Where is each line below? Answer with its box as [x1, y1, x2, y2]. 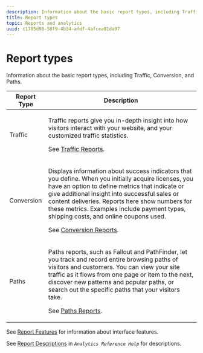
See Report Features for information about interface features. [6, 328, 159, 335]
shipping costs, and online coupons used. [48, 212, 166, 221]
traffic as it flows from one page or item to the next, [48, 270, 194, 279]
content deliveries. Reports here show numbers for [48, 197, 192, 206]
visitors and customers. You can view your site [48, 263, 180, 271]
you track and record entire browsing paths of [48, 255, 178, 264]
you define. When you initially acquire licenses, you [48, 175, 193, 183]
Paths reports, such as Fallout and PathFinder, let [48, 248, 187, 256]
